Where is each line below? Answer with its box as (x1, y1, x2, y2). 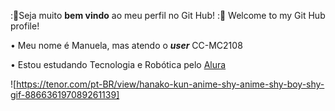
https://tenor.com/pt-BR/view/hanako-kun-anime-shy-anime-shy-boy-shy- (16, 78, 325, 90)
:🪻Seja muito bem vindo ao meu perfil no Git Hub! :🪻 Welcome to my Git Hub (10, 10, 326, 21)
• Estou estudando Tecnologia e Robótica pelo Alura (10, 59, 227, 70)
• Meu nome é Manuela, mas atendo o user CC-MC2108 (10, 40, 243, 51)
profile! (10, 20, 40, 32)
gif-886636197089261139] (10, 89, 120, 100)
